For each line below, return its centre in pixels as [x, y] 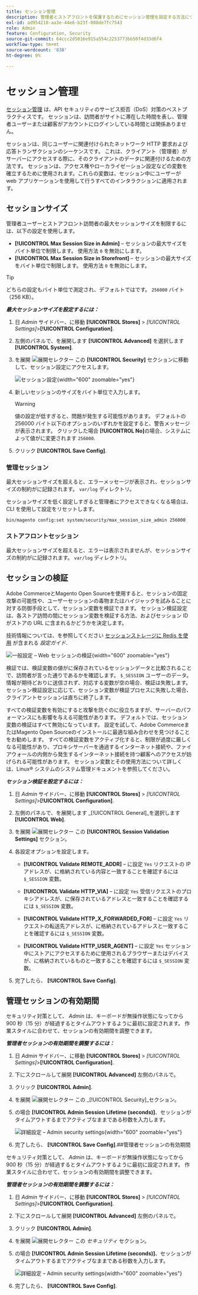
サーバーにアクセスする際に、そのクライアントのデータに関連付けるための [96, 158]
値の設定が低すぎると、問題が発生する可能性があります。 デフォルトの [100, 416]
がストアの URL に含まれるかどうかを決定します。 [67, 622]
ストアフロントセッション [42, 536]
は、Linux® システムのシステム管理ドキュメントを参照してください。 [90, 769]
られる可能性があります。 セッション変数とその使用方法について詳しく [97, 761]
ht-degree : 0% [24, 55]
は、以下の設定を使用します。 [42, 231]
